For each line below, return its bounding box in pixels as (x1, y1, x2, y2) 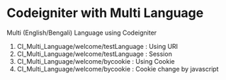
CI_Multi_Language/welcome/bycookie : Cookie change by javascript (16, 64, 219, 73)
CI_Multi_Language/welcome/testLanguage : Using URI (16, 42, 179, 50)
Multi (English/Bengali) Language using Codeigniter (6, 28, 157, 37)
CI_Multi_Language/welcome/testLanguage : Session (16, 50, 173, 58)
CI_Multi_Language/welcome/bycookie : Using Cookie (16, 57, 175, 65)
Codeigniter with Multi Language (6, 5, 204, 21)
